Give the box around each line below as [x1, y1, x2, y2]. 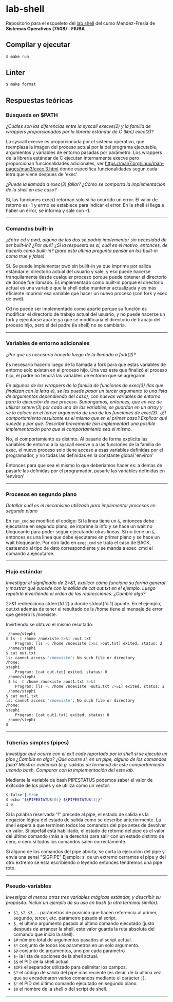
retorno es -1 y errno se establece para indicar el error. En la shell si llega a [6, 202, 164, 208]
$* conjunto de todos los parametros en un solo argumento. [13, 942, 140, 948]
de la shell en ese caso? [6, 187, 57, 192]
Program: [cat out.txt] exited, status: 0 [15, 669, 107, 675]
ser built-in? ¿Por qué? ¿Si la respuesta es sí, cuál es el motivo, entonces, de [6, 242, 168, 248]
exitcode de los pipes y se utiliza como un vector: [6, 782, 111, 788]
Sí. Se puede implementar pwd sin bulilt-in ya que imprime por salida [6, 263, 151, 269]
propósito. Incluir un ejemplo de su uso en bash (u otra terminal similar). [6, 899, 159, 905]
